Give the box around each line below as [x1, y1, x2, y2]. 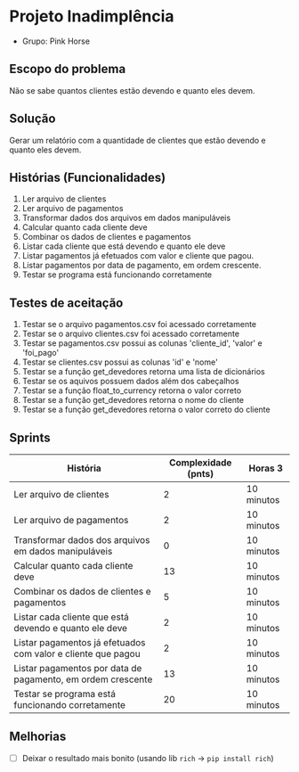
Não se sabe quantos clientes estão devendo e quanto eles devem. [9, 85, 255, 95]
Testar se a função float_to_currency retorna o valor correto [21, 385, 242, 396]
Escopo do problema [9, 62, 126, 77]
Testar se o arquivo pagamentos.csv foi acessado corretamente [21, 319, 257, 330]
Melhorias [9, 729, 67, 744]
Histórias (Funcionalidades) [9, 169, 166, 185]
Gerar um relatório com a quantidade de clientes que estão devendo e [9, 135, 267, 145]
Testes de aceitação [9, 295, 124, 310]
